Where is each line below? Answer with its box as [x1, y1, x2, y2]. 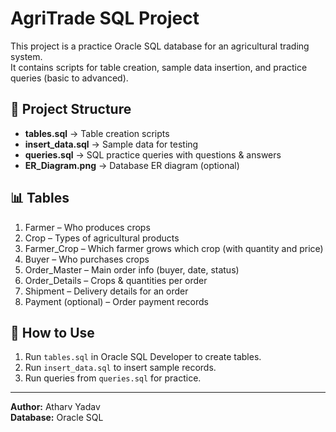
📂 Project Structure [10, 101, 132, 118]
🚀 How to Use [10, 324, 95, 341]
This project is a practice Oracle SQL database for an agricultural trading [10, 40, 310, 52]
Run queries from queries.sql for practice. [24, 372, 202, 384]
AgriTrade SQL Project [10, 7, 200, 30]
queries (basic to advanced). [10, 72, 129, 84]
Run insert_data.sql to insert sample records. [24, 362, 217, 374]
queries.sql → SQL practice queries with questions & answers [24, 148, 282, 161]
